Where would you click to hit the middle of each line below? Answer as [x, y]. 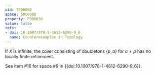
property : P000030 [24, 19]
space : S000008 [21, 14]
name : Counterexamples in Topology [46, 37]
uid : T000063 [19, 10]
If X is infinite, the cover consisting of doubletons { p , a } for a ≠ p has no [78, 51]
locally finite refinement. [30, 56]
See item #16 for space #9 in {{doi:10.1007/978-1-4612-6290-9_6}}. [74, 66]
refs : [11, 28]
